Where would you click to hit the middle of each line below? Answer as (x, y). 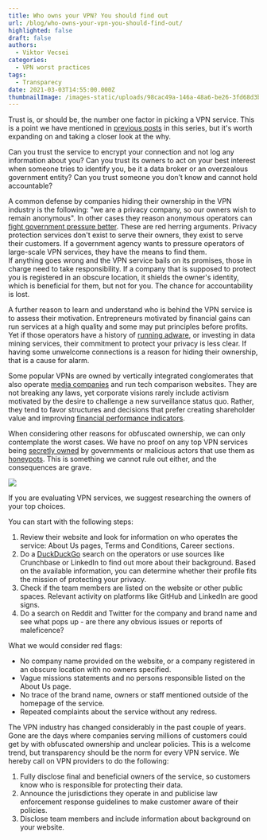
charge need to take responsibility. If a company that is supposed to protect (132, 269)
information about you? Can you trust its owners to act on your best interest (132, 161)
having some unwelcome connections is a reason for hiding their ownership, (133, 352)
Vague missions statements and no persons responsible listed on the (132, 678)
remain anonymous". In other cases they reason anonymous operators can (130, 218)
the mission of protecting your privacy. (83, 580)
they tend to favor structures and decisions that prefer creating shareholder (132, 410)
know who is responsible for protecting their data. (101, 785)
